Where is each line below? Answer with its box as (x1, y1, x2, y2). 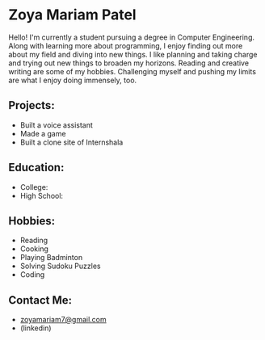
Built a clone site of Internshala (19, 137, 124, 147)
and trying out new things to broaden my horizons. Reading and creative (8, 58, 249, 68)
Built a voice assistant (19, 120, 93, 130)
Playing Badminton (19, 253, 83, 262)
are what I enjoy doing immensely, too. (8, 75, 137, 85)
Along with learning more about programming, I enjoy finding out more (8, 40, 243, 50)
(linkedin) (19, 323, 52, 333)
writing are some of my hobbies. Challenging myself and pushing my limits (8, 66, 257, 76)
